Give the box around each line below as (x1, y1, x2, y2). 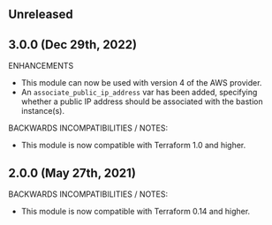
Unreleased (8, 7, 74, 22)
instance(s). (20, 106, 65, 116)
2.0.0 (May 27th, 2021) (8, 165, 136, 180)
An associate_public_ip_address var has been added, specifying (20, 87, 258, 98)
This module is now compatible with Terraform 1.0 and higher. (20, 140, 246, 151)
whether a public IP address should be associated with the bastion (20, 96, 263, 107)
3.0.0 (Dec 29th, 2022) (8, 37, 138, 52)
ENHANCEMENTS (8, 61, 74, 71)
